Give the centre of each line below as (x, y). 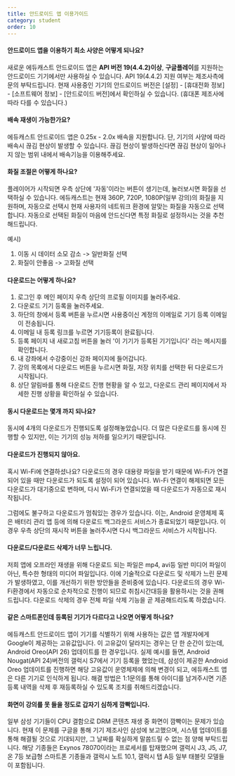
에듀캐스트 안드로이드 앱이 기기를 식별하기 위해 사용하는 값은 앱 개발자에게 (108, 634)
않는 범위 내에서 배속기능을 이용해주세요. (70, 154)
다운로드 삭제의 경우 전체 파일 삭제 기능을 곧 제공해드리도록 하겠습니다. (130, 599)
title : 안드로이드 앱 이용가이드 (48, 14)
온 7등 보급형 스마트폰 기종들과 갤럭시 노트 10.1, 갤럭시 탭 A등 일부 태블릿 (107, 756)
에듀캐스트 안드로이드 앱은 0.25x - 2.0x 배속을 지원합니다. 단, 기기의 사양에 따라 (116, 136)
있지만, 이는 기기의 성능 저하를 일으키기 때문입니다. (97, 437)
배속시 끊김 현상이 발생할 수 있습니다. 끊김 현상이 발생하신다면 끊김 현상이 (107, 146)
